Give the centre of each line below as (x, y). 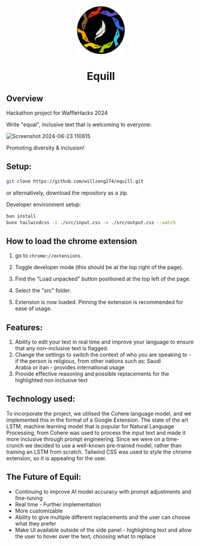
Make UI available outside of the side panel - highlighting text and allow (103, 530)
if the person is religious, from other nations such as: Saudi (88, 361)
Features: (25, 327)
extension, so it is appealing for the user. (56, 458)
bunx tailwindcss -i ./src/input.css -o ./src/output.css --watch (91, 222)
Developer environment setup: (44, 204)
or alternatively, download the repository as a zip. (68, 193)
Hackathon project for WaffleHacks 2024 (57, 113)
